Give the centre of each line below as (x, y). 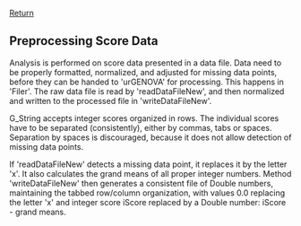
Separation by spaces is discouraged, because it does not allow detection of (150, 137)
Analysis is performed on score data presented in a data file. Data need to (146, 63)
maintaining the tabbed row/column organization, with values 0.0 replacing (147, 193)
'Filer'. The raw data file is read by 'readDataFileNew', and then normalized (147, 91)
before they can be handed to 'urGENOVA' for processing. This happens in (146, 82)
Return (21, 13)
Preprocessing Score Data (84, 41)
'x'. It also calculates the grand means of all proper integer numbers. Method (150, 173)
